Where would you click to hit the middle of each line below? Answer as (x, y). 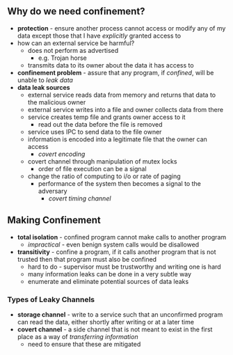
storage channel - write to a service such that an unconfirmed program (120, 314)
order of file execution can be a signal (93, 168)
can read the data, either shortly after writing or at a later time (106, 322)
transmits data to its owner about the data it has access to (111, 65)
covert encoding (62, 154)
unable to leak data (45, 80)
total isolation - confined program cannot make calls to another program (122, 237)
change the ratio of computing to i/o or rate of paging (104, 176)
